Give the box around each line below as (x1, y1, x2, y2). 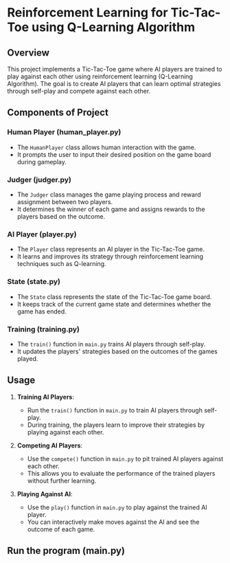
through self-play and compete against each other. (7, 87, 151, 95)
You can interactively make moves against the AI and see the (27, 518, 200, 526)
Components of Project (7, 107, 108, 118)
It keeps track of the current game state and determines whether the (16, 300, 211, 308)
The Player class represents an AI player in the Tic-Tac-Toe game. (16, 245, 205, 254)
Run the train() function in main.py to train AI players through (27, 406, 203, 414)
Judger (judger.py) (7, 175, 72, 184)
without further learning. (27, 476, 97, 485)
